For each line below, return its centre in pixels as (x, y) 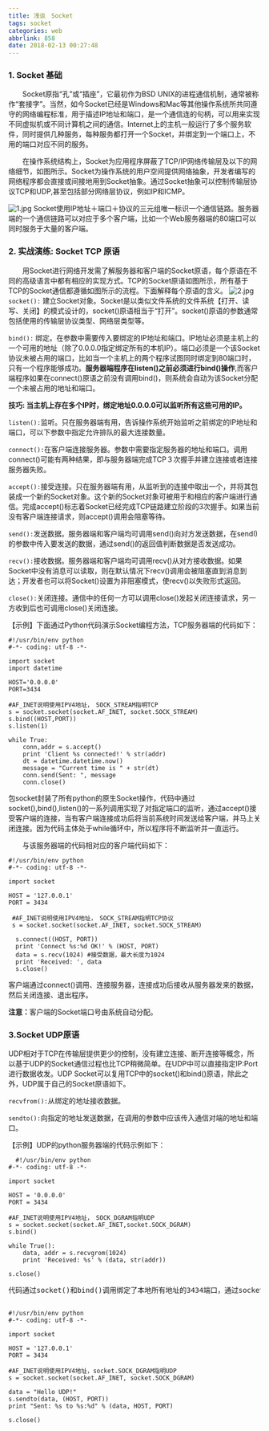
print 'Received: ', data (59, 962)
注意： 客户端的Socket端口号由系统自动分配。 (83, 1012)
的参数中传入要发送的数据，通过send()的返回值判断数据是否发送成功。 (124, 544)
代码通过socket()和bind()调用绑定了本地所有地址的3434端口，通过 (123, 1290)
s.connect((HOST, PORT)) (57, 939)
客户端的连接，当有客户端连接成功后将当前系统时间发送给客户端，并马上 (134, 818)
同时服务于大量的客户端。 (50, 229)
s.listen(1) (28, 726)
